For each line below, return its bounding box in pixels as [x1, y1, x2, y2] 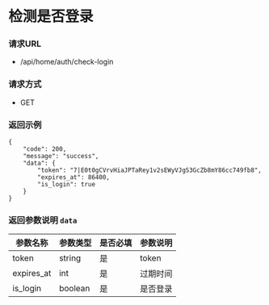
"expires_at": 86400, [37, 173, 111, 182]
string [59, 253, 82, 264]
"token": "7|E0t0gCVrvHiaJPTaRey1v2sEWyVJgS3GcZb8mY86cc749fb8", [37, 166, 263, 174]
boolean [59, 283, 90, 295]
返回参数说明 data [8, 215, 78, 226]
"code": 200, [23, 145, 67, 153]
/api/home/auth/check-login [19, 57, 114, 67]
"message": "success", [23, 152, 99, 161]
